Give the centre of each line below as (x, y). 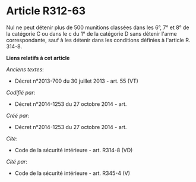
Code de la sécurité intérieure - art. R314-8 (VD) (74, 150)
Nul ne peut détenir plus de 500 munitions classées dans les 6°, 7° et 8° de (98, 27)
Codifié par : (21, 92)
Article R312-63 (46, 11)
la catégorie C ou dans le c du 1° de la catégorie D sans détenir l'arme (91, 33)
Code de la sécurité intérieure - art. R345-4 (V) (72, 173)
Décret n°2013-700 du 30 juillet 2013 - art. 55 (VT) (76, 81)
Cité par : (17, 161)
